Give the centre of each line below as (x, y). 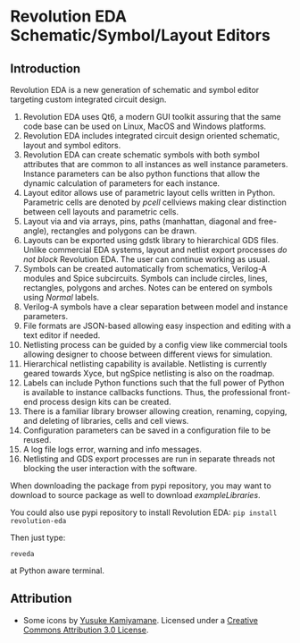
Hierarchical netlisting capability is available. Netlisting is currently (145, 364)
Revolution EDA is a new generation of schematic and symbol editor (135, 90)
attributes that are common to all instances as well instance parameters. (155, 164)
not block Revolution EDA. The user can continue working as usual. (146, 259)
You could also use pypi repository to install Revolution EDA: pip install (144, 512)
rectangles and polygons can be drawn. (124, 231)
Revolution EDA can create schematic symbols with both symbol (141, 155)
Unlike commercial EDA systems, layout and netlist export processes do (155, 250)
